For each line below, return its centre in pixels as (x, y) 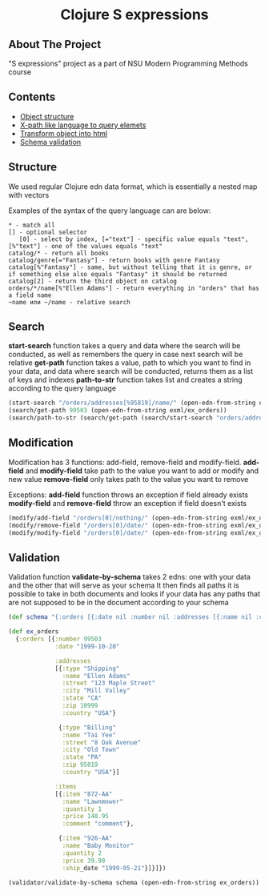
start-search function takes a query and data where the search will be (124, 346)
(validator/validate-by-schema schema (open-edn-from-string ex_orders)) (134, 882)
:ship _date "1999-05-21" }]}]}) (114, 868)
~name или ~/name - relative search (69, 302)
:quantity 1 (82, 809)
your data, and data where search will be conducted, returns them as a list (131, 371)
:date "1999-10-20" (87, 646)
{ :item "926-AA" (86, 838)
